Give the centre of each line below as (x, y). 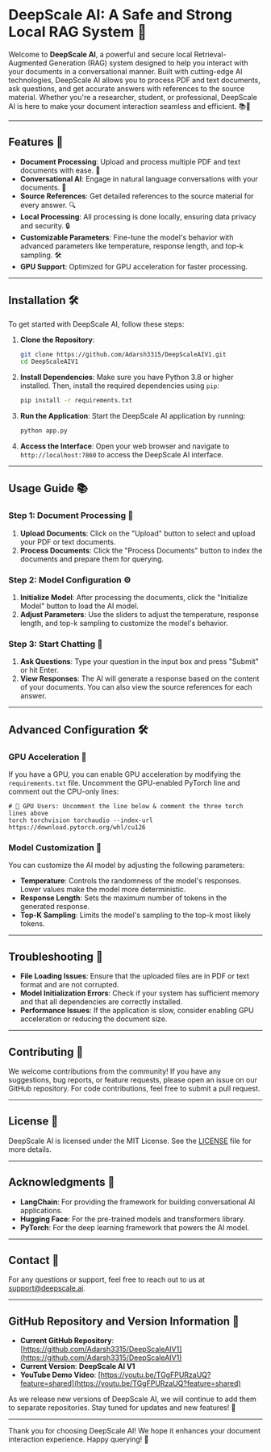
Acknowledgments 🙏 (62, 1182)
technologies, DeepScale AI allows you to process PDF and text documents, (134, 80)
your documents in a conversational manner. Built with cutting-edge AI (125, 71)
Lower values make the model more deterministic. (103, 890)
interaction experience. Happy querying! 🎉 (79, 1439)
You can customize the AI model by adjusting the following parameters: (127, 866)
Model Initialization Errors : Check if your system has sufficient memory (140, 993)
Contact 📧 (34, 1260)
